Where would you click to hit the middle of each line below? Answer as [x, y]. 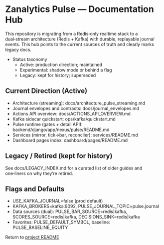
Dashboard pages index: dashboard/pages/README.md [70, 140]
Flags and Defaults [35, 189]
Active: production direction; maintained [61, 64]
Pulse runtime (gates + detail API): [48, 124]
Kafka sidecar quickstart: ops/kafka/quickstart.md [64, 119]
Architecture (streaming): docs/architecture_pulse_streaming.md [79, 103]
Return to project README [32, 237]
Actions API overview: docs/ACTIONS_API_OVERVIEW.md [71, 113]
